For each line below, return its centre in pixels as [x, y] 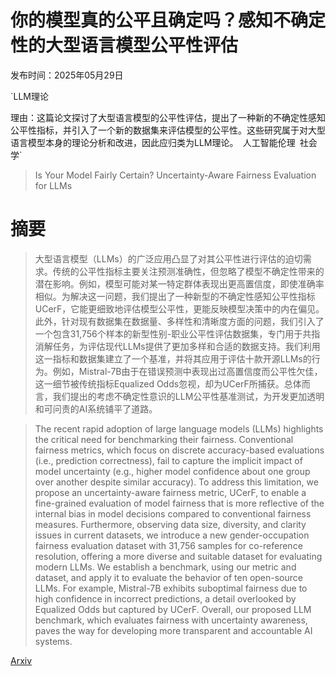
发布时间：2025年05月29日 [67, 75]
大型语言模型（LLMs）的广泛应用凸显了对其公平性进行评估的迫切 [168, 258]
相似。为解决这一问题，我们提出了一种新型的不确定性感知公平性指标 [175, 296]
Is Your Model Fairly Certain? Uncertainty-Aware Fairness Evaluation [175, 175]
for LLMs [53, 185]
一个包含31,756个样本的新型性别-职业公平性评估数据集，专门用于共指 [177, 333]
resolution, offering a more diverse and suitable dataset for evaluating [178, 556]
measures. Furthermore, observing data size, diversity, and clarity [170, 524]
